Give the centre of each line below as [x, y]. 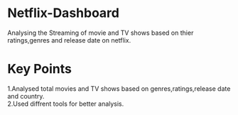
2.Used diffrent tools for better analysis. [66, 104]
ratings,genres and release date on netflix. [69, 40]
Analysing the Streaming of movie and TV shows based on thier [101, 33]
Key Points [40, 69]
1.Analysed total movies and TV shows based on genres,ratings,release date [119, 88]
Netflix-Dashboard [63, 13]
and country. [26, 96]
